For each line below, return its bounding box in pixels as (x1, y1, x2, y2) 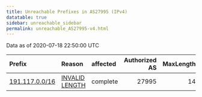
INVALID (61, 74, 85, 82)
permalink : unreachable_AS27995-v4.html (6, 25, 109, 32)
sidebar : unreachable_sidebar (6, 20, 82, 26)
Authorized (123, 56, 157, 65)
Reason (61, 60, 84, 68)
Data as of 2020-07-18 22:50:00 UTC (6, 42, 99, 49)
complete (91, 77, 118, 86)
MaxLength (162, 60, 196, 68)
